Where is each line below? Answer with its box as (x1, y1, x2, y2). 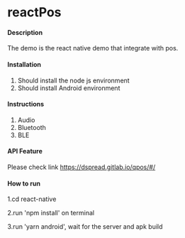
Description (7, 28, 43, 36)
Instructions (7, 100, 45, 109)
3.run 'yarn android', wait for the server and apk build (7, 222, 163, 231)
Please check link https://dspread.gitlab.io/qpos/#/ (7, 163, 156, 171)
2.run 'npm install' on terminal (7, 209, 94, 217)
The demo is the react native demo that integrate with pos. (7, 44, 179, 53)
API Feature (7, 147, 43, 156)
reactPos (7, 4, 62, 21)
